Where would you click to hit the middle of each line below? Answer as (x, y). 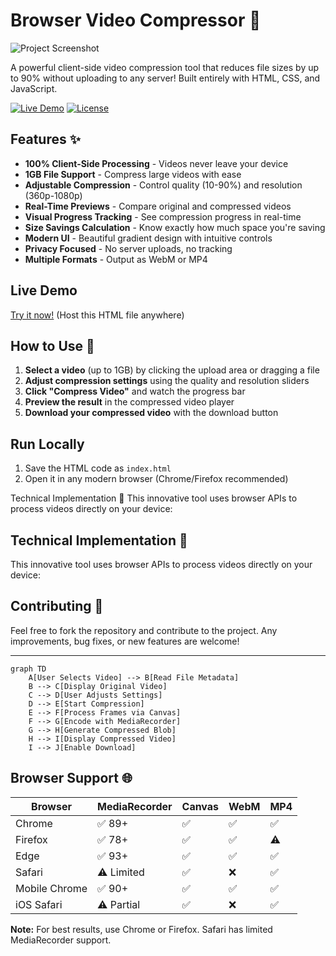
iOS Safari (39, 904)
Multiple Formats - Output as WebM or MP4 (116, 259)
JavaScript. (34, 88)
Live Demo (44, 290)
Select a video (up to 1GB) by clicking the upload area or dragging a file (172, 370)
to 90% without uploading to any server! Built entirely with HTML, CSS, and (165, 78)
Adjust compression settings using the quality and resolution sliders (167, 381)
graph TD (28, 669)
